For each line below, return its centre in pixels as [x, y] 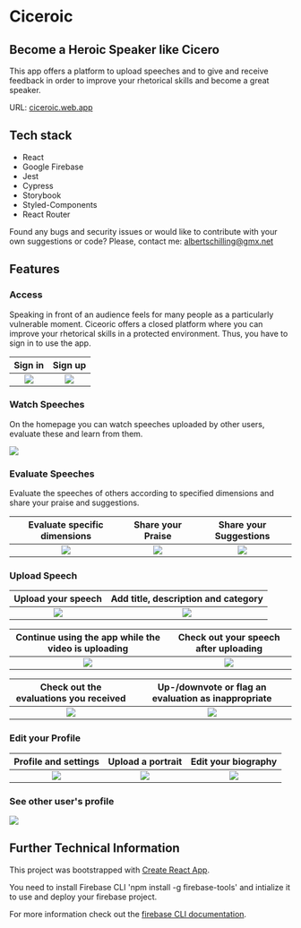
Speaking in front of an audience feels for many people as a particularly [142, 314]
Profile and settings [57, 761]
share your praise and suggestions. [74, 503]
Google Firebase [53, 167]
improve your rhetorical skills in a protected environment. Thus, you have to [149, 333]
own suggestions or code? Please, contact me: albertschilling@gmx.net [142, 241]
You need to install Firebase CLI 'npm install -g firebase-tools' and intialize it [150, 887]
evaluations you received [71, 699]
